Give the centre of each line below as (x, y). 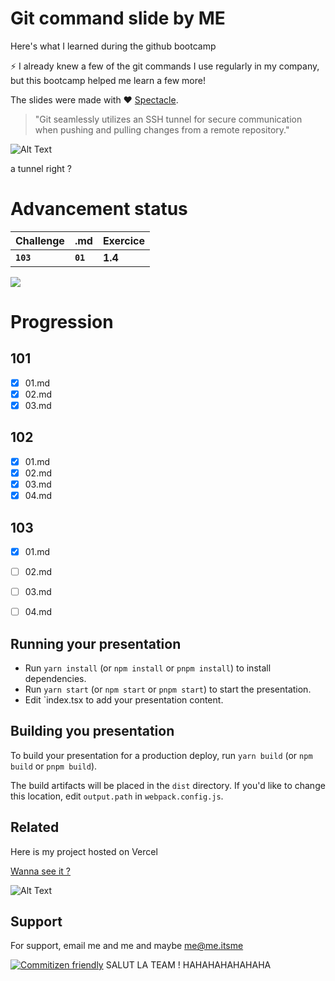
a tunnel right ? (41, 168)
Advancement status (99, 209)
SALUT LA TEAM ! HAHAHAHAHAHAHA (188, 965)
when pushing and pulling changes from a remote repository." (162, 129)
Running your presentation (96, 643)
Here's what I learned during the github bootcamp (113, 46)
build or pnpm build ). (54, 766)
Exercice (123, 240)
